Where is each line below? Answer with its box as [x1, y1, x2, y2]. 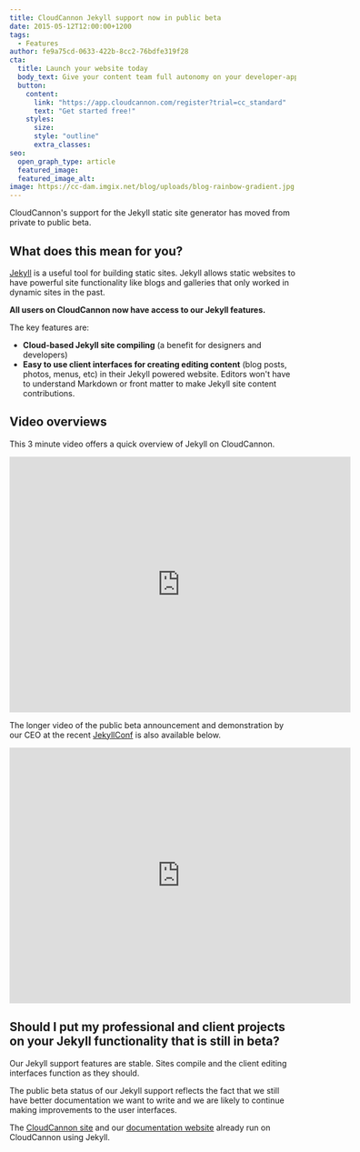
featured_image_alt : [17, 174, 95, 183]
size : [33, 124, 55, 133]
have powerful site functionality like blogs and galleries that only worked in [9, 276, 289, 287]
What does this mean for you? [9, 243, 184, 259]
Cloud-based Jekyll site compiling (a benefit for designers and [22, 339, 262, 350]
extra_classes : [33, 140, 92, 149]
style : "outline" [33, 132, 100, 141]
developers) [22, 349, 68, 360]
